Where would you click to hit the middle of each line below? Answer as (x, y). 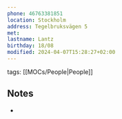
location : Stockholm (37, 20)
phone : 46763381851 (35, 13)
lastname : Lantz (30, 39)
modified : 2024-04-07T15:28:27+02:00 (61, 53)
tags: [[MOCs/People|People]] (50, 72)
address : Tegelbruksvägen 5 (48, 26)
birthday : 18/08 (30, 46)
